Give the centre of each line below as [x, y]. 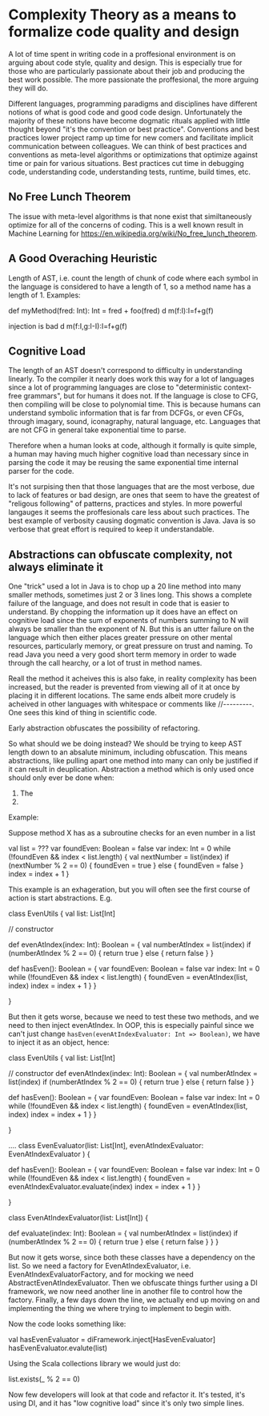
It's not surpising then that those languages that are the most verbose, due [131, 487]
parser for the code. [41, 471]
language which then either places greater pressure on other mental [120, 637]
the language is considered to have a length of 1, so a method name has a [130, 286]
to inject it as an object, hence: [59, 1042]
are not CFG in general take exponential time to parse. [97, 430]
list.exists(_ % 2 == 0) [44, 1379]
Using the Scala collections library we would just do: [94, 1364]
